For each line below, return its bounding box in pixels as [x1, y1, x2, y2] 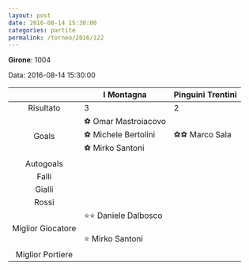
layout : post [8, 11, 51, 20]
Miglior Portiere [15, 249, 74, 261]
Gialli [35, 184, 54, 195]
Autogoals [25, 159, 63, 170]
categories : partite [8, 26, 77, 34]
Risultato [28, 103, 61, 114]
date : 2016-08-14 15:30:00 [8, 19, 97, 27]
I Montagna [103, 89, 148, 100]
